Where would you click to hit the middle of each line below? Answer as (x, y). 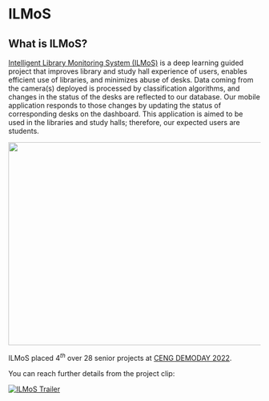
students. (24, 131)
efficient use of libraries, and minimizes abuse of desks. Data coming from (131, 80)
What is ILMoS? (48, 44)
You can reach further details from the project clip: (92, 373)
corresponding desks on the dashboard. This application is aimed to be (126, 114)
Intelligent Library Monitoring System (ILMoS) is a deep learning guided (126, 63)
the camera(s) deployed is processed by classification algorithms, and (124, 88)
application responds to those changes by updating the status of (115, 105)
